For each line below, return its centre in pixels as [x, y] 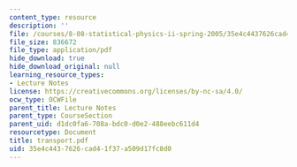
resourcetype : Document [53, 133]
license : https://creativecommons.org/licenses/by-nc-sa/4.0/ [126, 91]
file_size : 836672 [43, 42]
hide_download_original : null [65, 67]
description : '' [39, 26]
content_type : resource [53, 17]
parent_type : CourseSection [61, 116]
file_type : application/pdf [61, 50]
